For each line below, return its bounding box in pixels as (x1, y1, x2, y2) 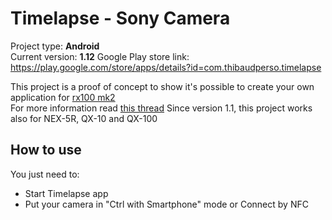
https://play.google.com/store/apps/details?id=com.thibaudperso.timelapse (10, 61, 322, 73)
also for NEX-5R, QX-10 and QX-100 (10, 112, 158, 124)
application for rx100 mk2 (10, 91, 116, 103)
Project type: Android (10, 40, 100, 52)
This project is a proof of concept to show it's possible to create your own (10, 80, 315, 92)
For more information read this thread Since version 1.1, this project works (10, 102, 313, 114)
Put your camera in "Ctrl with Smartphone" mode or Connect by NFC (24, 198, 309, 210)
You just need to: (10, 168, 80, 180)
